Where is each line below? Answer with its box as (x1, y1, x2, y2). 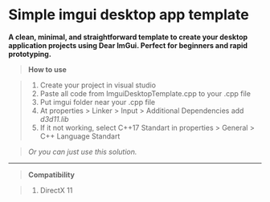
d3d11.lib (39, 114, 70, 123)
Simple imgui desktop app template (8, 6, 249, 24)
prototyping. (8, 49, 52, 59)
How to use (27, 64, 67, 74)
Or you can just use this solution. (27, 147, 137, 156)
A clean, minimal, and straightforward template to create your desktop (8, 32, 248, 42)
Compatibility (27, 170, 75, 180)
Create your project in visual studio (39, 80, 157, 90)
